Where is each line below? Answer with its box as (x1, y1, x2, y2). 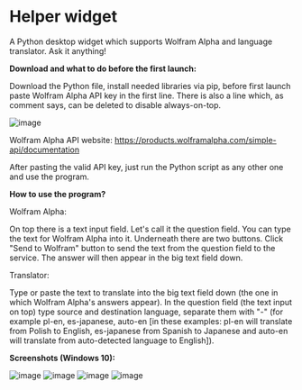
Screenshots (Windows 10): (9, 352, 115, 363)
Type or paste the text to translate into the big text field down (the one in (9, 286, 279, 298)
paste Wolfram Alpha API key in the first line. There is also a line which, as (9, 90, 284, 101)
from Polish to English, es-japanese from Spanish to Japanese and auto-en (9, 325, 288, 336)
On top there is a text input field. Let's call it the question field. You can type (9, 223, 291, 234)
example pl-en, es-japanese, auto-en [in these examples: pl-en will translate (9, 315, 293, 326)
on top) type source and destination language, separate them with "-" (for (9, 306, 284, 317)
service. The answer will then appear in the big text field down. (9, 252, 243, 263)
